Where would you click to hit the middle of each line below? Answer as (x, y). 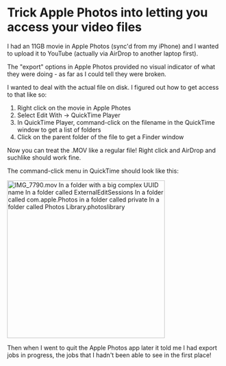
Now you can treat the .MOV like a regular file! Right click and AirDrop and (112, 150)
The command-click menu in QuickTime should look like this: (93, 171)
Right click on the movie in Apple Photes (74, 108)
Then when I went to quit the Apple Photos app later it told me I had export (112, 347)
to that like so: (27, 95)
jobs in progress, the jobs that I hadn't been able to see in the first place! (109, 355)
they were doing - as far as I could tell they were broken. (87, 74)
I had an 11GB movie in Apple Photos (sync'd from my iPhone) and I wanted (113, 46)
